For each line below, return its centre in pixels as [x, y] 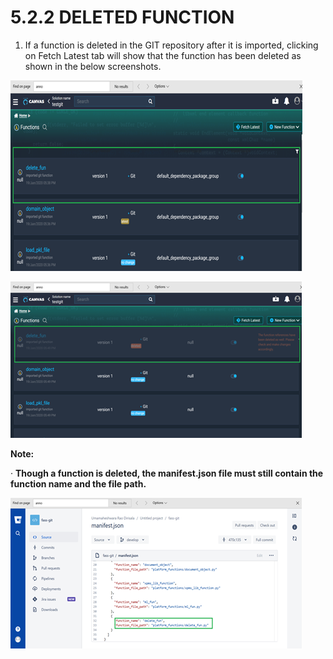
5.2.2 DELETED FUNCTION [122, 17]
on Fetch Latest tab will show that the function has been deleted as [163, 55]
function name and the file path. [78, 483]
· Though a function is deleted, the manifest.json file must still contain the [167, 473]
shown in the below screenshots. [93, 66]
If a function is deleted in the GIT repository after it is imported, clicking [171, 45]
